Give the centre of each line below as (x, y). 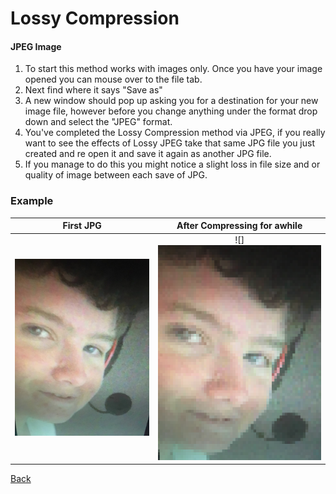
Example (32, 201)
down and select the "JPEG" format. (98, 122)
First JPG (82, 226)
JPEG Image (36, 46)
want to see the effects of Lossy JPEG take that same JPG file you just (169, 143)
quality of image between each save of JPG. (116, 175)
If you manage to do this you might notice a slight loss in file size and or (172, 164)
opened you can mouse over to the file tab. (113, 79)
